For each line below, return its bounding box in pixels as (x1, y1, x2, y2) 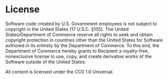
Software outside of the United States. (5, 58, 86, 65)
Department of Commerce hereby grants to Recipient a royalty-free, (5, 48, 150, 54)
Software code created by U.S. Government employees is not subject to (5, 21, 157, 27)
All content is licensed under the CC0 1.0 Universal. (5, 68, 114, 75)
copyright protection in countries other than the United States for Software (5, 37, 163, 43)
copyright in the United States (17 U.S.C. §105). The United (5, 26, 129, 32)
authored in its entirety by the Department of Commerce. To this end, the (5, 42, 160, 48)
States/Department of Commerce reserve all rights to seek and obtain (5, 31, 153, 37)
